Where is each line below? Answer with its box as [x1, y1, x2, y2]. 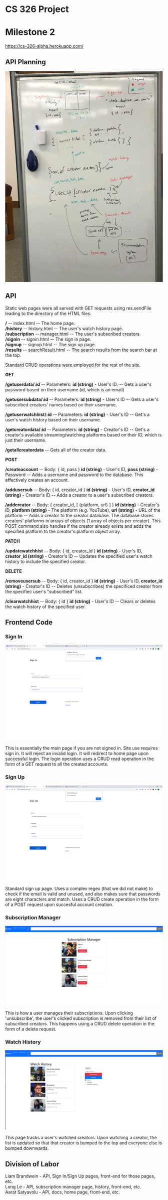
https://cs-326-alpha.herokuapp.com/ [5, 43, 84, 49]
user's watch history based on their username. [5, 416, 101, 422]
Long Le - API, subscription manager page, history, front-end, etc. [5, 1184, 141, 1190]
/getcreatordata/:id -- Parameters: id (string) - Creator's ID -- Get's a [5, 426, 150, 432]
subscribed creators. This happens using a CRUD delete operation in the [5, 1020, 155, 1026]
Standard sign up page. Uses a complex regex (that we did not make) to [5, 885, 153, 891]
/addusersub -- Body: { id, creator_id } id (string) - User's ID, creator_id [5, 487, 155, 493]
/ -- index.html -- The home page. [5, 320, 75, 326]
